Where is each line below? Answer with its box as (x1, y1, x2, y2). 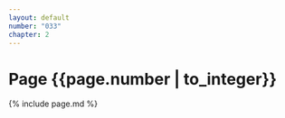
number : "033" (8, 22, 62, 31)
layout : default (8, 13, 70, 23)
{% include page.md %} (8, 98, 99, 109)
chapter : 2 (8, 30, 50, 39)
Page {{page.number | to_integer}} (8, 68, 278, 89)
